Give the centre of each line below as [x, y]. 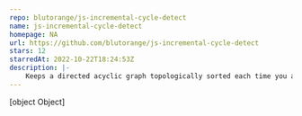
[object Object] [37, 102]
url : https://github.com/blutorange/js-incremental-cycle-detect [134, 43]
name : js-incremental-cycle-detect [76, 26]
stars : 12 [28, 51]
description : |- [40, 68]
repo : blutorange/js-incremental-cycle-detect [98, 18]
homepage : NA [34, 34]
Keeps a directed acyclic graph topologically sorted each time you [156, 76]
